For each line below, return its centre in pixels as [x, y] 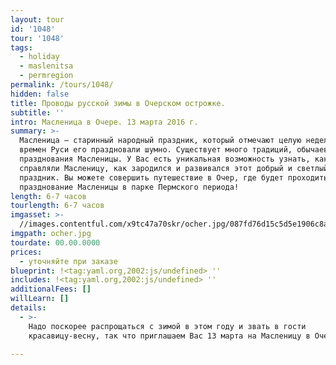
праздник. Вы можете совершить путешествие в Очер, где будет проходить [174, 177]
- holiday [39, 57]
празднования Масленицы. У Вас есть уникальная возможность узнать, [165, 159]
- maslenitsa [46, 66]
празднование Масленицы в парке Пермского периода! [129, 187]
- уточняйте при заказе [68, 261]
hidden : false [40, 94]
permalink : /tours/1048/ [62, 85]
